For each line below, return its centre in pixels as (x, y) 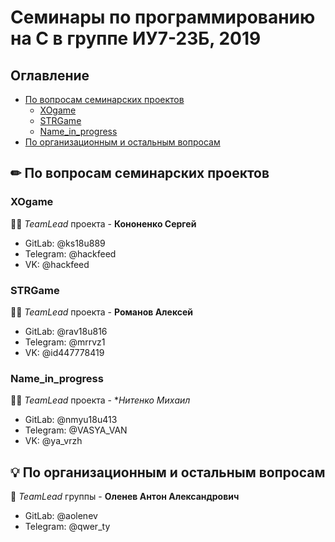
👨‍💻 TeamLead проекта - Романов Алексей (102, 312)
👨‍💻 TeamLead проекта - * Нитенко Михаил (100, 400)
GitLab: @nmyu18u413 (71, 420)
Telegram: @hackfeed (70, 253)
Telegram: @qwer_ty (67, 527)
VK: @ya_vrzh (53, 441)
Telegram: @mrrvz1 (65, 342)
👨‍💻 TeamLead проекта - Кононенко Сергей (103, 223)
